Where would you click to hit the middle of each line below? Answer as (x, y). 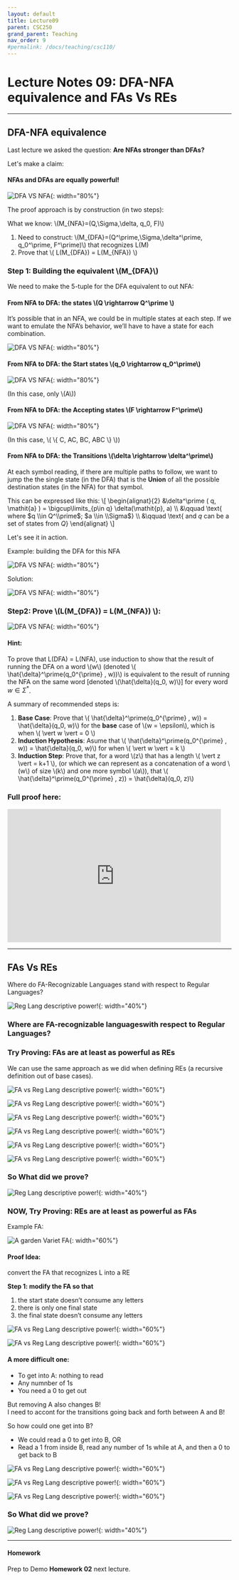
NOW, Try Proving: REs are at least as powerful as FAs (102, 1211)
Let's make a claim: (36, 163)
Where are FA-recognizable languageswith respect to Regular (116, 1024)
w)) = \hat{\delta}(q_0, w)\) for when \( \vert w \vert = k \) (101, 748)
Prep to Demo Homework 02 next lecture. (69, 1569)
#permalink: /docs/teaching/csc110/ (62, 47)
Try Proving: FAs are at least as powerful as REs (91, 1053)
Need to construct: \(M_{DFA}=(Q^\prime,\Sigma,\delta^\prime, (110, 237)
